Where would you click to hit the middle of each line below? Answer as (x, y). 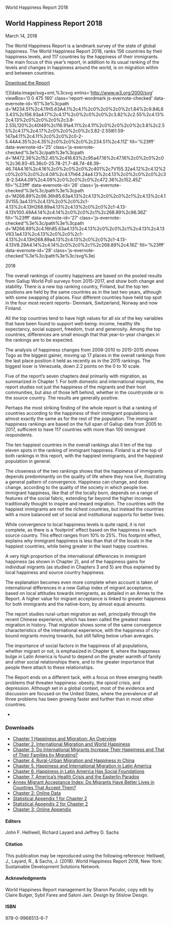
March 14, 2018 (21, 36)
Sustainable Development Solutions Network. (53, 866)
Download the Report (28, 83)
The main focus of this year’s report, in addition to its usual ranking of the (82, 62)
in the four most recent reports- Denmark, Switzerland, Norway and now (82, 303)
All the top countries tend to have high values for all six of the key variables (84, 318)
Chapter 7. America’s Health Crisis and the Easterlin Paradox (76, 777)
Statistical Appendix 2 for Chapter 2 (50, 804)
